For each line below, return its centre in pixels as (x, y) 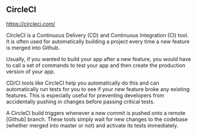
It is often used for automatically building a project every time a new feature (98, 41)
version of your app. (31, 71)
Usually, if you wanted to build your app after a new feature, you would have (99, 59)
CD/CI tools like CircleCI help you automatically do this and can (83, 83)
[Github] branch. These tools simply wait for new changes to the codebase (97, 119)
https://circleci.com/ (31, 23)
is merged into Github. (33, 48)
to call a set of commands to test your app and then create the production (96, 65)
